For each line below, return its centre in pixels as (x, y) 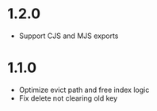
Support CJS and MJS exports (69, 36)
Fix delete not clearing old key (68, 98)
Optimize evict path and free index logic (84, 90)
